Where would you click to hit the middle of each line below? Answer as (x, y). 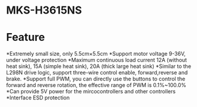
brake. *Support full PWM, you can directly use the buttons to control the (96, 79)
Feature (26, 38)
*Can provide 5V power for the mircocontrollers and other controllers (91, 92)
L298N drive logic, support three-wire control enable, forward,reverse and (97, 73)
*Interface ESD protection (38, 98)
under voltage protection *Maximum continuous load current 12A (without (96, 60)
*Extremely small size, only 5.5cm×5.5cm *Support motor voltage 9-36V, (96, 54)
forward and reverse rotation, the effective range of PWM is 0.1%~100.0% (96, 85)
